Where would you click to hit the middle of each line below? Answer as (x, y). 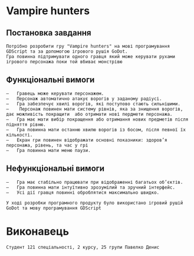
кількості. (19, 135)
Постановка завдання (49, 33)
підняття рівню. (26, 124)
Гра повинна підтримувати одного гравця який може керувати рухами (91, 57)
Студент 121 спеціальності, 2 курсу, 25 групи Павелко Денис (83, 247)
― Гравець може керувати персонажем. (55, 93)
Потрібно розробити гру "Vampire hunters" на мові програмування (88, 46)
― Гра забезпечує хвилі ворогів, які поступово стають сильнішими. (93, 104)
